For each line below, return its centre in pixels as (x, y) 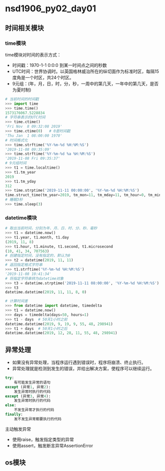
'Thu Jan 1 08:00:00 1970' (34, 136)
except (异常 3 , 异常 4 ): (28, 396)
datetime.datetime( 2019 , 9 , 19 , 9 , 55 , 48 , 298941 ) (59, 324)
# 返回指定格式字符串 (24, 265)
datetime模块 (21, 218)
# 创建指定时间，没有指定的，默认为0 (38, 256)
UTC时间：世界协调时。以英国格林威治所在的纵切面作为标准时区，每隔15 (86, 71)
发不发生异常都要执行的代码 (38, 419)
